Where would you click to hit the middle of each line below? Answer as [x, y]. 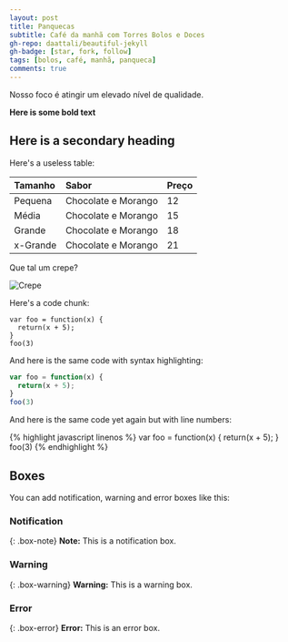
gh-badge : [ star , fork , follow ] [70, 52]
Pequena [33, 200]
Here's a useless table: [52, 163]
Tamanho [35, 185]
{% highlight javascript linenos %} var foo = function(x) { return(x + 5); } [144, 437]
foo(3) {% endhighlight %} [59, 447]
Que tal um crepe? [44, 267]
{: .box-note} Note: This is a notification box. [93, 541]
